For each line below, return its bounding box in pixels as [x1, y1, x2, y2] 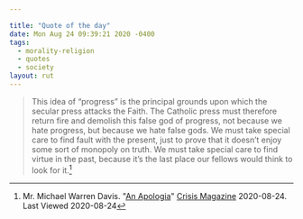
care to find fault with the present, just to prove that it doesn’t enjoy [31, 134, 282, 145]
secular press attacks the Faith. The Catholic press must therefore [31, 105, 278, 116]
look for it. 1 [31, 163, 72, 176]
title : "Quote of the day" [9, 21, 111, 30]
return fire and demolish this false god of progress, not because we [31, 114, 282, 126]
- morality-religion [17, 46, 95, 55]
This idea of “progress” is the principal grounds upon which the [31, 96, 268, 106]
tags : [9, 38, 30, 47]
